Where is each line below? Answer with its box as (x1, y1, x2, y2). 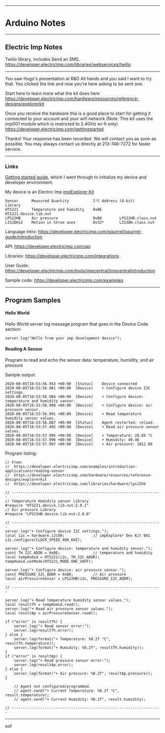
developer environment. (5, 179, 54, 185)
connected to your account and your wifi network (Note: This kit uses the (5, 115, 153, 121)
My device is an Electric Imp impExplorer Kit (5, 189, 94, 195)
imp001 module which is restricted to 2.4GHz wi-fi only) (5, 121, 118, 127)
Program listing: (5, 450, 37, 456)
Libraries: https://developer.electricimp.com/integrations (5, 253, 119, 259)
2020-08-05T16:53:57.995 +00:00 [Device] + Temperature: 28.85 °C (5, 433, 153, 438)
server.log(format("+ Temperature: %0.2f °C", (14, 636, 111, 641)
